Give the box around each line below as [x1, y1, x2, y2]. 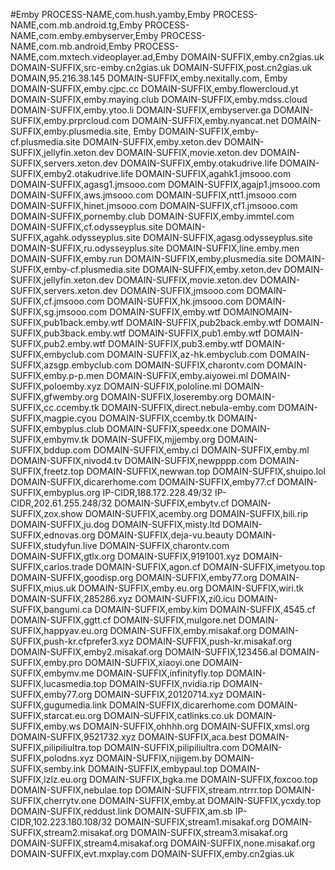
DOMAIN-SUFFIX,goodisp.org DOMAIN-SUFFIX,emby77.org [10, 572, 258, 583]
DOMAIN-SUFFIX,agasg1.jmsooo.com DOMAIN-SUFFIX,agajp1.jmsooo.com [10, 179, 321, 190]
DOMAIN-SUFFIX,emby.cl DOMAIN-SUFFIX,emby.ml [93, 444, 310, 456]
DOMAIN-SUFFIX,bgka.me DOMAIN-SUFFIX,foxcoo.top [88, 774, 318, 785]
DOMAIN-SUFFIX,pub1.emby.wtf [128, 327, 262, 339]
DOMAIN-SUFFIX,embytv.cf [114, 497, 230, 509]
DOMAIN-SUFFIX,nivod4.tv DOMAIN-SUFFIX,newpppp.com [10, 455, 258, 466]
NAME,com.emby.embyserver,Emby [10, 30, 159, 41]
